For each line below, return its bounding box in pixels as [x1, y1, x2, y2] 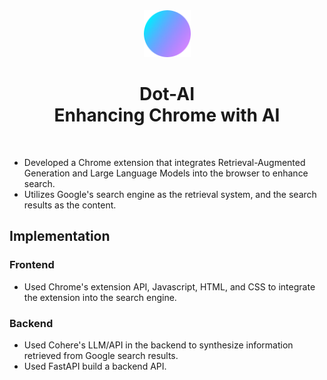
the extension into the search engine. [23, 291, 177, 303]
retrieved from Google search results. [23, 349, 179, 361]
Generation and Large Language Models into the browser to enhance [23, 167, 309, 179]
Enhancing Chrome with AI [53, 104, 281, 127]
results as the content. [23, 199, 117, 211]
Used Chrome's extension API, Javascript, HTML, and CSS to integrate [23, 280, 316, 293]
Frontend [9, 258, 55, 272]
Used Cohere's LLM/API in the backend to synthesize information [23, 339, 294, 351]
